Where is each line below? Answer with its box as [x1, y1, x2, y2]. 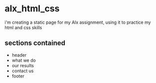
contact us [11, 68, 34, 74]
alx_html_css [4, 3, 60, 14]
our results [11, 62, 34, 68]
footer [11, 73, 25, 79]
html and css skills [4, 24, 43, 30]
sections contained [4, 39, 65, 47]
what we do [11, 57, 36, 63]
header [11, 52, 27, 58]
